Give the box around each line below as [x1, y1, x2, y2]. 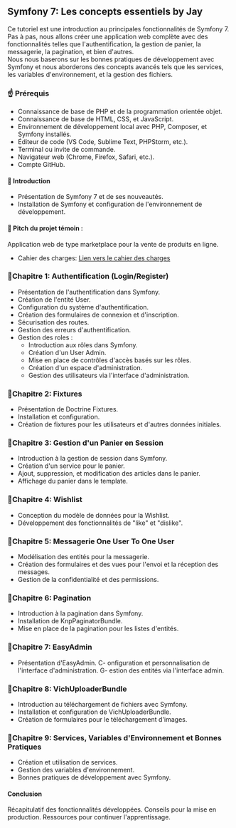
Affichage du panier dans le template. [17, 477, 128, 486]
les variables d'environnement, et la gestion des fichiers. [7, 70, 173, 78]
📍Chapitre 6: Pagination [7, 593, 92, 603]
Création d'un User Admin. [28, 348, 107, 357]
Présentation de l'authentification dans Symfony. [17, 287, 161, 296]
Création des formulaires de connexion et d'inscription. [17, 310, 179, 319]
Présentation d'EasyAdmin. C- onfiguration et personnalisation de [17, 658, 210, 667]
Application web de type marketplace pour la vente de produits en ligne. [7, 240, 219, 248]
